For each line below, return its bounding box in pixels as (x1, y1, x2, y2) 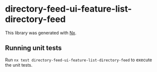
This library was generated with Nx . (5, 30, 77, 36)
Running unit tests (5, 44, 62, 52)
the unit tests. (5, 62, 33, 68)
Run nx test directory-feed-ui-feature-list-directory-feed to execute (5, 57, 152, 63)
